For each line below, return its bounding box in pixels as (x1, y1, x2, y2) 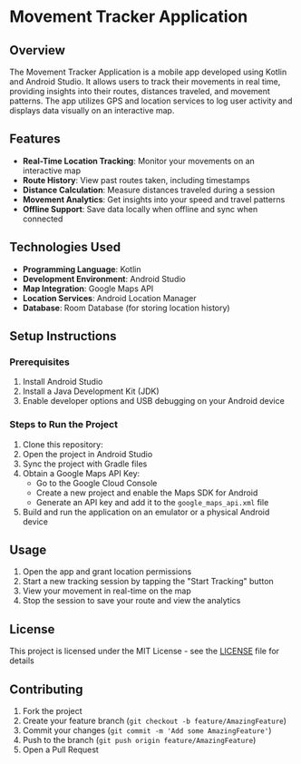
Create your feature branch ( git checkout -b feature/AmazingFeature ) (22, 715, 287, 727)
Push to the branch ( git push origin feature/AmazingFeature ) (22, 735, 257, 746)
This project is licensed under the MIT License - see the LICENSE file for (9, 646, 279, 657)
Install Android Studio (22, 377, 103, 387)
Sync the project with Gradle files (22, 458, 148, 469)
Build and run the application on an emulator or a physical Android (22, 506, 270, 517)
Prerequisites (9, 356, 70, 368)
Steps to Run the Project (9, 418, 118, 431)
